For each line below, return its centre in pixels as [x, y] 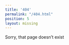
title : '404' [18, 10]
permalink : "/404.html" [29, 14]
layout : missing [21, 23]
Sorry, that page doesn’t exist [34, 37]
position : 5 [17, 19]
